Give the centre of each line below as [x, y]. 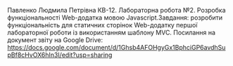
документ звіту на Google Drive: [55, 40]
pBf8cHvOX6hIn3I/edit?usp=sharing [60, 55]
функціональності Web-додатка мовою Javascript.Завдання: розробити [115, 18]
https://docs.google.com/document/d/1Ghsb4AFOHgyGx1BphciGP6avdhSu [116, 47]
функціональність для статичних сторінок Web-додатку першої [102, 25]
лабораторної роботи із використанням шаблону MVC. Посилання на [112, 32]
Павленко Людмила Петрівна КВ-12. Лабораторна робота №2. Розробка [117, 10]
